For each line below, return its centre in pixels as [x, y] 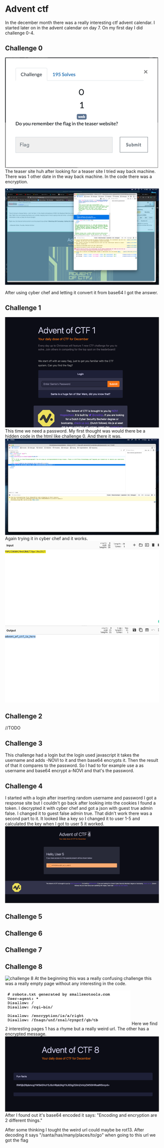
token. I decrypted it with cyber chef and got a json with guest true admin [79, 808]
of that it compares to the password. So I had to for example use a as [74, 765]
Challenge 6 [24, 933]
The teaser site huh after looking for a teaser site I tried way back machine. [81, 171]
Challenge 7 [24, 950]
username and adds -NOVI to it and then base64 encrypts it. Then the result [82, 760]
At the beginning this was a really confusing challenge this [93, 978]
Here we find [144, 1023]
